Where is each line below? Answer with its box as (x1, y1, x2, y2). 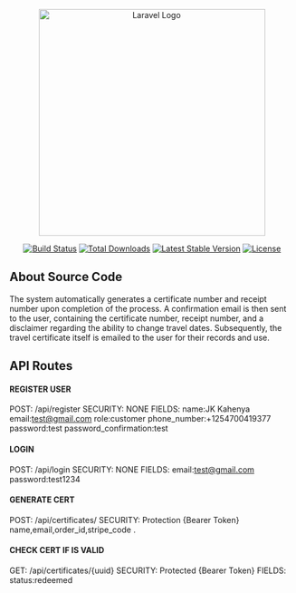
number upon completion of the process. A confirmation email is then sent (9, 303, 287, 314)
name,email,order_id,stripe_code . (9, 524, 136, 535)
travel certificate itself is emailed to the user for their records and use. (9, 332, 270, 343)
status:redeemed (9, 575, 73, 586)
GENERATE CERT (9, 494, 75, 505)
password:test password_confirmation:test (9, 423, 169, 434)
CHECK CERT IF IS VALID (9, 545, 105, 556)
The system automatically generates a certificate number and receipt (9, 293, 267, 304)
